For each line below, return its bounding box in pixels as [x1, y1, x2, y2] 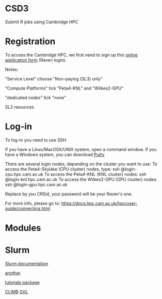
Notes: [5, 66, 18, 72]
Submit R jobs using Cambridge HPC [5, 19, 79, 25]
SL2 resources [5, 104, 34, 110]
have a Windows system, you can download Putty [5, 151, 105, 157]
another [5, 270, 21, 276]
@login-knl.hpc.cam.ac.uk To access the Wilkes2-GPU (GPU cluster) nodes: [5, 176, 158, 182]
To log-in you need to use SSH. [5, 137, 67, 143]
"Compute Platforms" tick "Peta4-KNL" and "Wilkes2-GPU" [5, 85, 124, 91]
